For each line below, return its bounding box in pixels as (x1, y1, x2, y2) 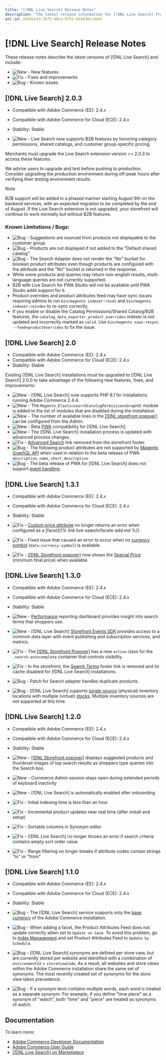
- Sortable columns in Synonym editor (24, 824, 102, 830)
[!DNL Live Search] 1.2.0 (5, 713, 82, 721)
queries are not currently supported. (32, 277, 107, 283)
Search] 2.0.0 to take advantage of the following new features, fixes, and (5, 377, 154, 383)
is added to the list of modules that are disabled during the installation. (12, 408, 156, 414)
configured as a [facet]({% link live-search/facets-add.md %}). (12, 527, 141, 533)
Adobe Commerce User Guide (12, 1044, 74, 1050)
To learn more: (5, 1029, 35, 1035)
